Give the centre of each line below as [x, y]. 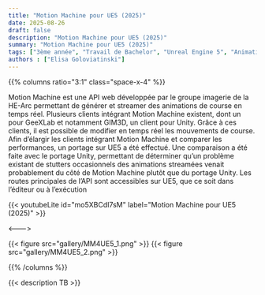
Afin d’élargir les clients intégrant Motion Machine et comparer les [115, 139]
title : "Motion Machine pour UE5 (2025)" [77, 15]
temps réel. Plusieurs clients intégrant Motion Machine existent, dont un [125, 114]
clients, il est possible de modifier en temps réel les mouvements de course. [132, 130]
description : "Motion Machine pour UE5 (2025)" [88, 37]
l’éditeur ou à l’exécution [48, 189]
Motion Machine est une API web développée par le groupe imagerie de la [129, 97]
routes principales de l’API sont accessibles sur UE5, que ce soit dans [121, 181]
